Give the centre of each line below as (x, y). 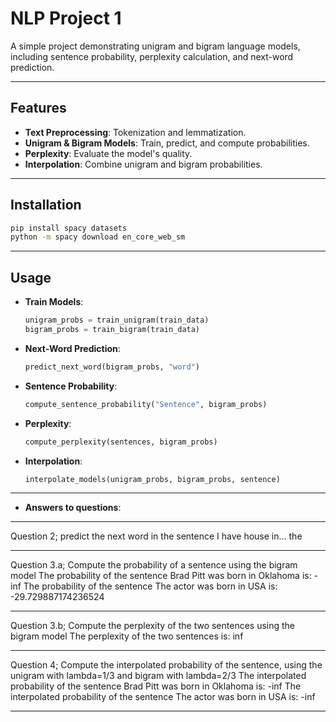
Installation (46, 205)
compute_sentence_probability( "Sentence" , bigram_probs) (146, 404)
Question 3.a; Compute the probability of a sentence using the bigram (154, 565)
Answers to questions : (73, 508)
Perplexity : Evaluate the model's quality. (108, 153)
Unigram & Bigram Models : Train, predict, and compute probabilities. (167, 143)
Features (38, 108)
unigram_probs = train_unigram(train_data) (117, 320)
